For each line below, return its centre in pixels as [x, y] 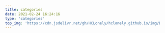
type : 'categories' [25, 18]
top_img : [14, 23]
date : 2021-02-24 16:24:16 [33, 14]
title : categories [24, 9]
